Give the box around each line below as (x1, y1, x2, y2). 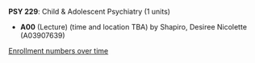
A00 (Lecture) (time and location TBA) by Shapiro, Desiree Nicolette (19, 22, 248, 31)
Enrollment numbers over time (8, 46, 109, 55)
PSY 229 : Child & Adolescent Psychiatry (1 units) (8, 7, 171, 16)
